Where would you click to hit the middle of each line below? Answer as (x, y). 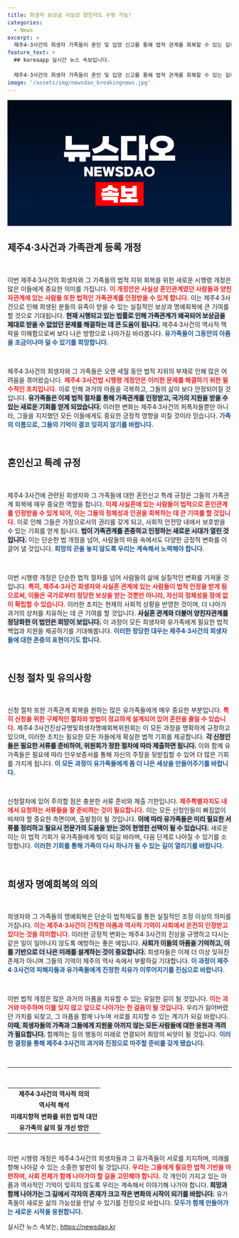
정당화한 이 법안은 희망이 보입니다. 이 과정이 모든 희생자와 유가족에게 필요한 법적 (118, 622)
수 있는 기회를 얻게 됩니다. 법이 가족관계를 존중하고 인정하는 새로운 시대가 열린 (115, 531)
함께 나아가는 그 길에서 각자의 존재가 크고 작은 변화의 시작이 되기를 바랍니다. (111, 1194)
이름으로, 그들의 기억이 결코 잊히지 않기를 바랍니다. (84, 424)
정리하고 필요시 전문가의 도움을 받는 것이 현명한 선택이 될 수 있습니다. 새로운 (124, 828)
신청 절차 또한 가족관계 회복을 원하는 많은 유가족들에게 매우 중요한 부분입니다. (115, 710)
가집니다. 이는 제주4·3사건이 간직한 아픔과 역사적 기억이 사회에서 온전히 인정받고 (118, 926)
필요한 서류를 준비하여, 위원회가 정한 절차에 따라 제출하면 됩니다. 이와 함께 (122, 746)
